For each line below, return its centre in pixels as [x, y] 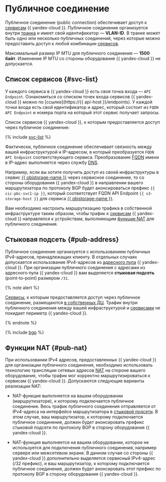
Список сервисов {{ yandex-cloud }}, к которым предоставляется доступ [83, 122]
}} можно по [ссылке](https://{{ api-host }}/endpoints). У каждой [85, 102]
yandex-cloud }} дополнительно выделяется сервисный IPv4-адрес [84, 458]
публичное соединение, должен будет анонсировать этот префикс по [86, 469]
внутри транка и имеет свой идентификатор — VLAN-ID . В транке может [83, 33]
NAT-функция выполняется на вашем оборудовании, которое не [81, 442]
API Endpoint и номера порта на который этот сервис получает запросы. [83, 112]
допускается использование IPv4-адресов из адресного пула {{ [73, 262]
